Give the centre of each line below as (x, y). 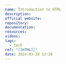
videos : (13, 37)
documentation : (20, 27)
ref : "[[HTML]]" (21, 50)
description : (18, 14)
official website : (23, 18)
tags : (10, 41)
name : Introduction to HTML (33, 9)
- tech (16, 45)
